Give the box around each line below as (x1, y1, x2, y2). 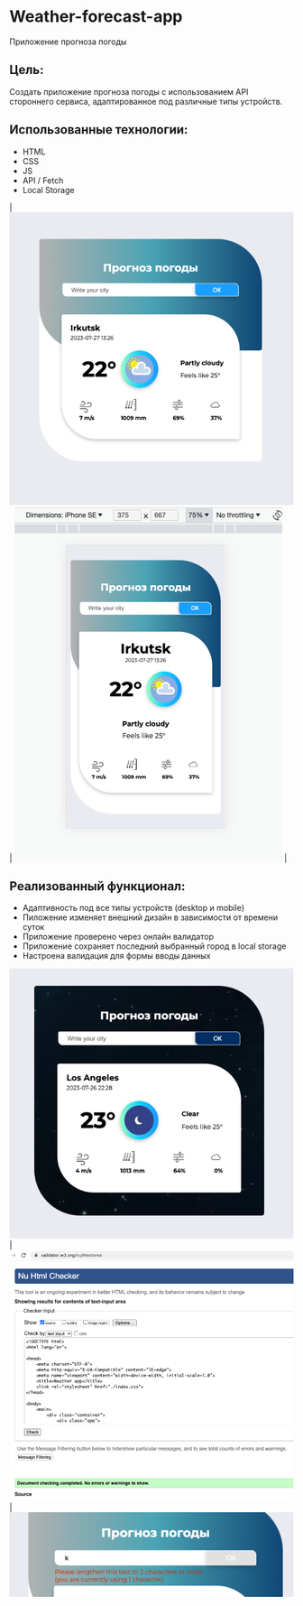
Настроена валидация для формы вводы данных (22, 951, 211, 961)
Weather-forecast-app (9, 6, 183, 27)
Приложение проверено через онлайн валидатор (22, 932, 215, 942)
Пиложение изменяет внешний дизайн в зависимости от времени (22, 912, 278, 923)
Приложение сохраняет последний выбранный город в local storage (22, 941, 287, 952)
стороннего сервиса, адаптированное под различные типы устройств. (9, 96, 283, 107)
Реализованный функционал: (9, 878, 186, 894)
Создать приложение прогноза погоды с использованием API (9, 86, 249, 97)
